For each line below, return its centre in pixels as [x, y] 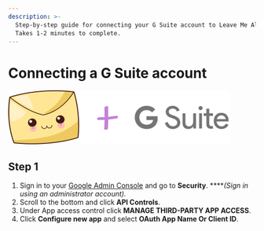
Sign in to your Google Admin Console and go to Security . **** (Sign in [134, 185]
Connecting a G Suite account [108, 73]
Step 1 [24, 166]
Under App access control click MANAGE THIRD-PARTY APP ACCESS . [135, 211]
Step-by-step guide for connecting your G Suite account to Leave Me [131, 25]
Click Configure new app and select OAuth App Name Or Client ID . [129, 219]
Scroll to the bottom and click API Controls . [90, 202]
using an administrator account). [73, 194]
